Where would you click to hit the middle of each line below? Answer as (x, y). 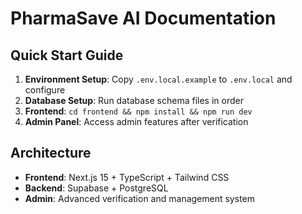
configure (45, 90)
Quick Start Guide (67, 55)
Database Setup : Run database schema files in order (134, 100)
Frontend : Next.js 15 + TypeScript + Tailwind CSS (127, 177)
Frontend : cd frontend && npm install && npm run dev (138, 111)
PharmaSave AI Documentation (143, 18)
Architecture (51, 153)
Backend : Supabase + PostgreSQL (96, 188)
